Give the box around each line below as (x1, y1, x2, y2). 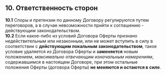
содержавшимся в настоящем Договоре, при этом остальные (5, 59, 138, 65)
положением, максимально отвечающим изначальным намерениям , (5, 54, 154, 60)
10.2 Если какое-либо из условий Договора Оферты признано (5, 33, 138, 38)
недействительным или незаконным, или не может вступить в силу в (5, 38, 153, 44)
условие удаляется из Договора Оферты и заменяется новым (5, 48, 138, 54)
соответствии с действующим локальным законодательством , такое (5, 43, 157, 49)
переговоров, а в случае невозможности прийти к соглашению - (5, 22, 144, 28)
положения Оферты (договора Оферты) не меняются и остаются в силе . (5, 64, 162, 70)
